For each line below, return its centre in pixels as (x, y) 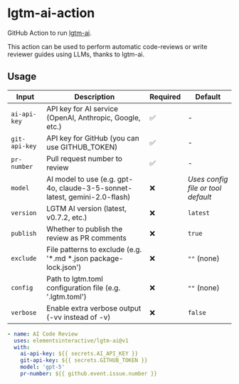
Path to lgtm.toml (74, 279)
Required (165, 96)
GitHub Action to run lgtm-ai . (49, 33)
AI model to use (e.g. (81, 179)
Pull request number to (84, 158)
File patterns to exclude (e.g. (94, 249)
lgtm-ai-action (51, 13)
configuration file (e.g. (83, 288)
